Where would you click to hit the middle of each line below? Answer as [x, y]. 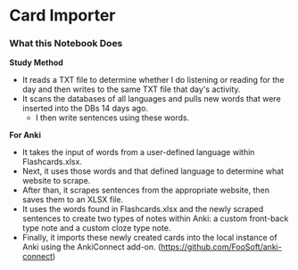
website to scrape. [56, 181]
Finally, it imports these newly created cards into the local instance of [150, 238]
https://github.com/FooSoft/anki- [221, 247]
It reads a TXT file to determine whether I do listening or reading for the [153, 80]
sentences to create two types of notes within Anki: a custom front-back [155, 218]
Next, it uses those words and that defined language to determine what [153, 171]
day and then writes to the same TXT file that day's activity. [131, 89]
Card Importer [62, 16]
